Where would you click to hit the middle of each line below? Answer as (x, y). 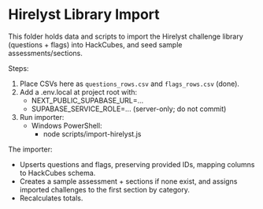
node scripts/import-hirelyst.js (92, 134)
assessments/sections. (45, 53)
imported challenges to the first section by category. (105, 189)
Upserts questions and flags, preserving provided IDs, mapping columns (137, 164)
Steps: (19, 68)
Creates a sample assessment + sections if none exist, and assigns (128, 181)
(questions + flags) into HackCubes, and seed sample (95, 44)
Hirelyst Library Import (84, 15)
